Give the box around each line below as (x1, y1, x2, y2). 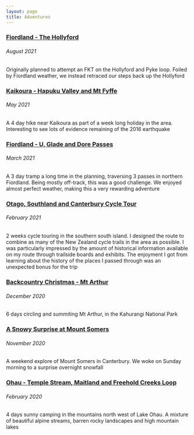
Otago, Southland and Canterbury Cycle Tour (6, 199, 137, 208)
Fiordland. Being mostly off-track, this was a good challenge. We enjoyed (6, 179, 182, 186)
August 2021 (6, 48, 37, 55)
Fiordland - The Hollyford (6, 33, 79, 42)
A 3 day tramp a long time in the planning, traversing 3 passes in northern (6, 172, 183, 179)
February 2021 (6, 214, 41, 221)
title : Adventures (6, 14, 51, 20)
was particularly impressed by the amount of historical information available (6, 245, 188, 251)
